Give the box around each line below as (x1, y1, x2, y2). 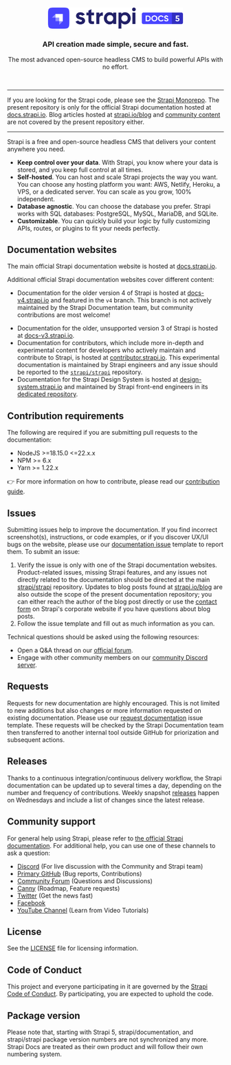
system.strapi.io (16, 383, 63, 391)
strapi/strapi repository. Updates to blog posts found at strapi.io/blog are (16, 583, 223, 591)
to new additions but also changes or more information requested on (7, 706, 201, 714)
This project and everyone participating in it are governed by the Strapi (7, 982, 208, 991)
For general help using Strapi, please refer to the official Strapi (7, 834, 184, 842)
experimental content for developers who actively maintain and (16, 346, 196, 355)
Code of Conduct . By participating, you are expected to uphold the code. (7, 990, 214, 998)
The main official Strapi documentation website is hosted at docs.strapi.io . (7, 262, 217, 271)
